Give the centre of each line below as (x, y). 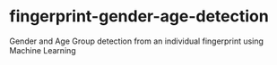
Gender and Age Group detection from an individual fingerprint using (137, 41)
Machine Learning (43, 50)
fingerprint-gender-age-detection (139, 16)
